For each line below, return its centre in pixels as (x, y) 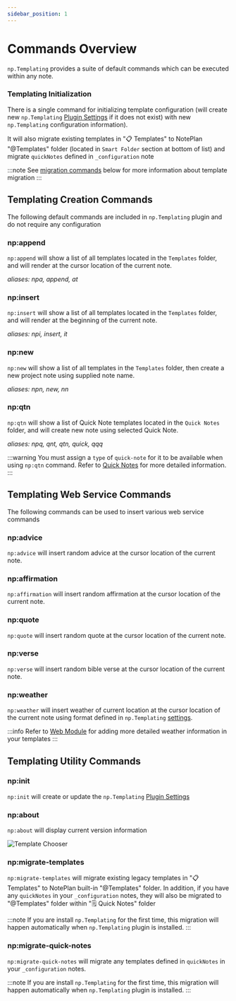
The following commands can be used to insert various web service (106, 511)
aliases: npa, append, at (43, 279)
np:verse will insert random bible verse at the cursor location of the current (116, 669)
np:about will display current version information (77, 830)
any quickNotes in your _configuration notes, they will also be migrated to (114, 896)
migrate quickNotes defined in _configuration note (81, 156)
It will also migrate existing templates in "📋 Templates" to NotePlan (105, 138)
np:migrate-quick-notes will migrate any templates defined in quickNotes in (116, 961)
